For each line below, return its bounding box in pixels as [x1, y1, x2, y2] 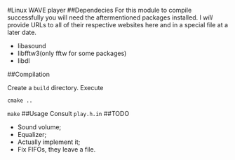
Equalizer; [17, 131, 47, 138]
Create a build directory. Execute [7, 84, 104, 92]
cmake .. [7, 97, 33, 104]
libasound [17, 42, 47, 50]
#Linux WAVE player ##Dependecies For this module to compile [7, 6, 192, 14]
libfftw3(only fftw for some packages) [17, 49, 127, 57]
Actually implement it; [17, 138, 81, 146]
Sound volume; [17, 123, 62, 131]
